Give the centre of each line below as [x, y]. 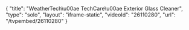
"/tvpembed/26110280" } [37, 21]
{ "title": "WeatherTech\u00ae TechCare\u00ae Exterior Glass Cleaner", [94, 9]
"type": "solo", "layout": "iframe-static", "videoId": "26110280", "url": [91, 15]
